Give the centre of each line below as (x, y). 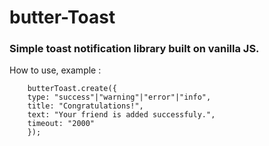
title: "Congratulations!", (85, 106)
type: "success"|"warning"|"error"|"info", (119, 97)
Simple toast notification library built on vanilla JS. (134, 49)
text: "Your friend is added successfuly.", (121, 115)
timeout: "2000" (61, 124)
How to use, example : (55, 70)
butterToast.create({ (72, 89)
